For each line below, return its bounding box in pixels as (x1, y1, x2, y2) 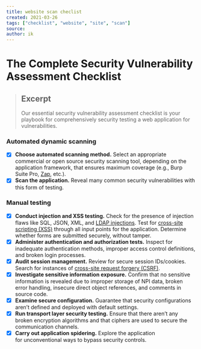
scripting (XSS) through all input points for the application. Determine (14, 225, 187, 232)
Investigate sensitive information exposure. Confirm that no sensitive (14, 271, 191, 278)
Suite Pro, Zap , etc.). (14, 171, 66, 178)
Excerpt (20, 94, 51, 104)
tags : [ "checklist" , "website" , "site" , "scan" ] (6, 20, 131, 26)
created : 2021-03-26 (6, 14, 58, 20)
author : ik (6, 31, 34, 37)
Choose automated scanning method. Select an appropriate (14, 151, 167, 158)
